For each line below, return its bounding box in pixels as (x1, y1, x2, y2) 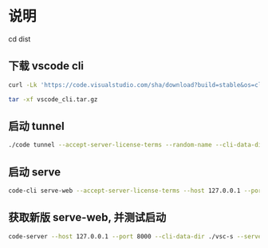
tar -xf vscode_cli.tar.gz (8, 95, 98, 104)
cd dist (8, 33, 31, 44)
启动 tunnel (8, 119, 65, 132)
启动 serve (8, 165, 61, 179)
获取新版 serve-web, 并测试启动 (8, 211, 167, 224)
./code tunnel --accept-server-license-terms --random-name (8, 141, 213, 149)
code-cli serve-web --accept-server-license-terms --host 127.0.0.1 (8, 187, 241, 195)
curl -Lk (8, 81, 37, 89)
